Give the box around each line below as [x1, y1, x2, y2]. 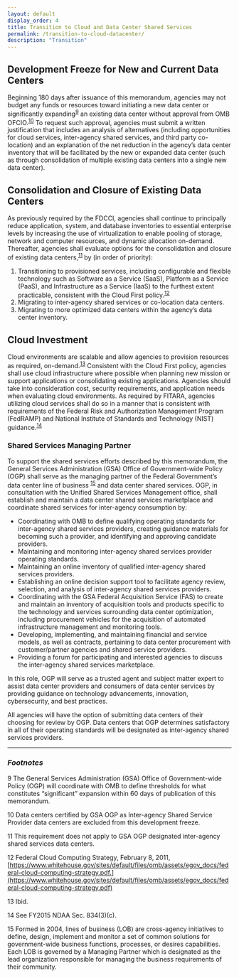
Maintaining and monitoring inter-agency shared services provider [17, 547, 212, 556]
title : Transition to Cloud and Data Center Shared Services [7, 23, 193, 31]
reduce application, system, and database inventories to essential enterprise [7, 222, 232, 230]
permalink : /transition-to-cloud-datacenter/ [7, 30, 144, 38]
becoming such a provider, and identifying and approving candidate [17, 532, 217, 541]
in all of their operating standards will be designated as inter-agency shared [7, 726, 229, 734]
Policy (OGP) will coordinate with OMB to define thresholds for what [7, 781, 206, 790]
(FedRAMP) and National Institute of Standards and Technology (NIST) [7, 414, 214, 423]
